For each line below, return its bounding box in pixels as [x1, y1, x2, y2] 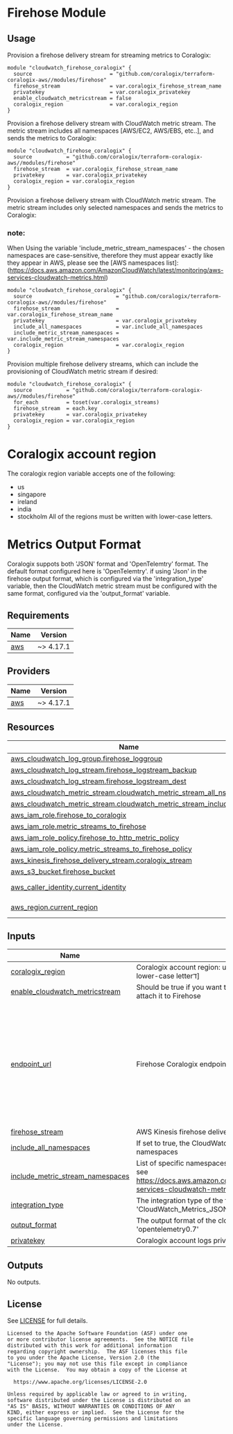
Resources [7, 722, 55, 733]
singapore [17, 490, 46, 498]
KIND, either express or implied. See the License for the [7, 1409, 185, 1416]
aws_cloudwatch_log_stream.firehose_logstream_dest [10, 776, 187, 786]
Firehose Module [7, 5, 106, 21]
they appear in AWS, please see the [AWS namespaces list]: [7, 259, 179, 267]
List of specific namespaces [136, 1159, 228, 1168]
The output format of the [136, 1216, 216, 1225]
